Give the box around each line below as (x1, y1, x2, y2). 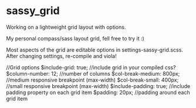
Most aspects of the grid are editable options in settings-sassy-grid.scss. (6, 46, 184, 53)
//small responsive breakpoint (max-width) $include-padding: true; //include (6, 82, 191, 89)
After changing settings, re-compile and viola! (6, 52, 117, 59)
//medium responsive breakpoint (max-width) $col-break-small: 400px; (6, 76, 179, 83)
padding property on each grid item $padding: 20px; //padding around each (6, 89, 190, 96)
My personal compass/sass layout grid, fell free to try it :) (6, 35, 145, 42)
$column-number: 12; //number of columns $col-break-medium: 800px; (6, 70, 180, 77)
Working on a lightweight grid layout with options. (6, 23, 126, 31)
